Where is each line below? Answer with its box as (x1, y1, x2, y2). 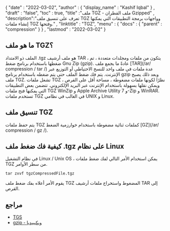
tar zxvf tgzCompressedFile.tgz (5, 171, 74, 176)
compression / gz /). (5, 127, 48, 133)
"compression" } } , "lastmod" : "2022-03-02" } (5, 26, 106, 32)
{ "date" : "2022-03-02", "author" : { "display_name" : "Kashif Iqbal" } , (5, 5, 155, 10)
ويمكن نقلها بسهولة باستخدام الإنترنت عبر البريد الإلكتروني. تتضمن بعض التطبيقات (5, 82, 160, 88)
